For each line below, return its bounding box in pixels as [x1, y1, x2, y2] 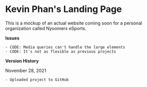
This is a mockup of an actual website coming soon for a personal [5, 20, 142, 26]
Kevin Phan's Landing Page [5, 3, 122, 15]
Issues [5, 35, 20, 41]
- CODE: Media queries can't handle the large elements [5, 44, 125, 49]
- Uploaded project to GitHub [5, 77, 69, 82]
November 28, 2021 [5, 67, 46, 73]
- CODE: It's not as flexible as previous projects [5, 49, 116, 54]
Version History [5, 57, 39, 63]
